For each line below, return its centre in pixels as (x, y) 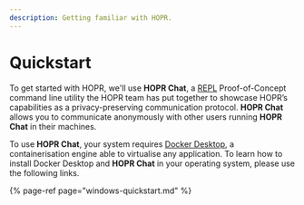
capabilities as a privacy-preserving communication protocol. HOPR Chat (147, 107)
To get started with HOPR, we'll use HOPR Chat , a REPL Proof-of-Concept (148, 88)
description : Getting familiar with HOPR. (91, 18)
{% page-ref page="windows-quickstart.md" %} (101, 190)
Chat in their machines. (53, 126)
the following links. (44, 172)
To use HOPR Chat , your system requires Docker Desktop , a (122, 144)
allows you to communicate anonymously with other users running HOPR (146, 117)
